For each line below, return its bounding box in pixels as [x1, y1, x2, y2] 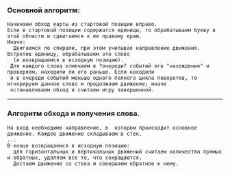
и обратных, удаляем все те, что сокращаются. [7, 154, 142, 161]
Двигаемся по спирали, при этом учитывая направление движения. [13, 45, 201, 52]
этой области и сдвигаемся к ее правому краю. [7, 33, 142, 40]
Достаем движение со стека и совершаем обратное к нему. [13, 160, 179, 167]
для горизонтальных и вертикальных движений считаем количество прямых [13, 148, 222, 155]
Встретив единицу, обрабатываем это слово [7, 50, 130, 58]
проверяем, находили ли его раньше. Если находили [7, 69, 155, 76]
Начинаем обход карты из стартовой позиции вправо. [7, 21, 157, 28]
